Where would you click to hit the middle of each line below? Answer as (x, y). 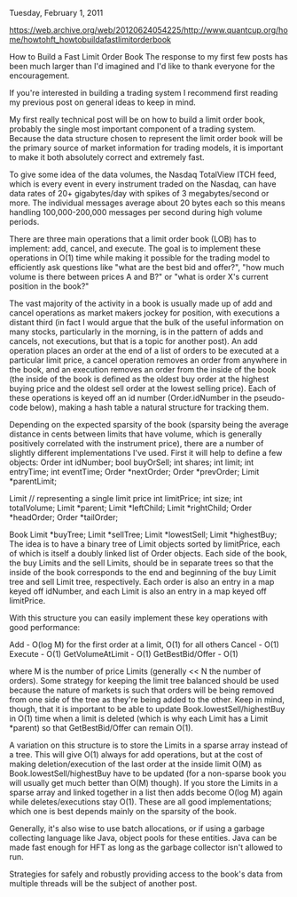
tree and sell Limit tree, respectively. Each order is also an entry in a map (142, 582)
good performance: (45, 627)
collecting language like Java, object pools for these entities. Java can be (143, 838)
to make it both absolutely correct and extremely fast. (107, 157)
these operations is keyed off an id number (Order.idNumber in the (131, 398)
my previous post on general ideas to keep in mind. (103, 102)
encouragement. (39, 76)
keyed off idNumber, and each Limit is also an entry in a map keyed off (138, 591)
